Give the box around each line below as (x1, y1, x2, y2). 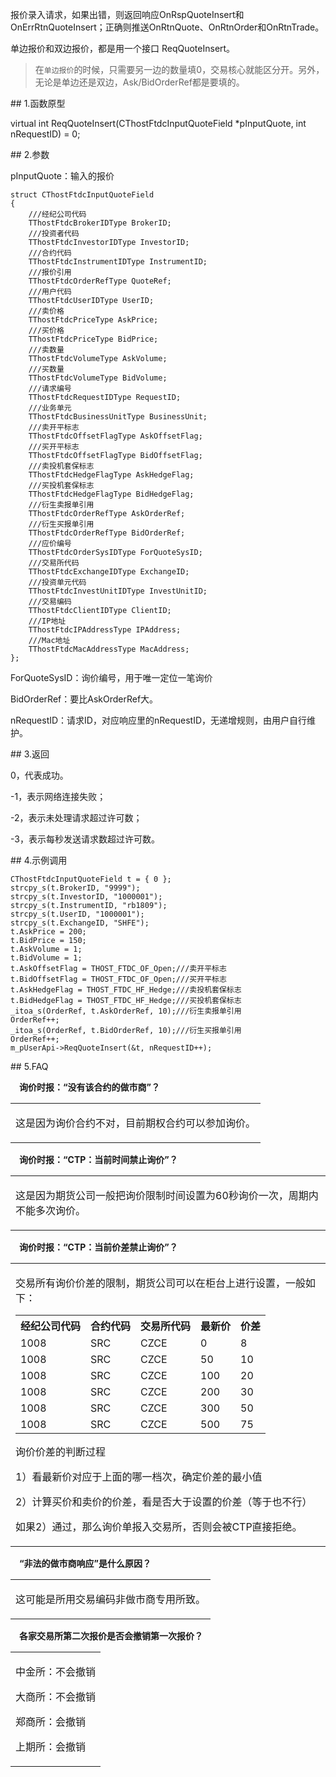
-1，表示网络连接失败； (10, 791, 107, 802)
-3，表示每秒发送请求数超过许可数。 (10, 833, 160, 845)
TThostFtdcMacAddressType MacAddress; (28, 644, 190, 654)
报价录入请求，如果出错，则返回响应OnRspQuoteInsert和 (10, 9, 245, 20)
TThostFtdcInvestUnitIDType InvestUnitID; (28, 586, 208, 596)
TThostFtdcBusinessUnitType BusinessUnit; (28, 412, 208, 422)
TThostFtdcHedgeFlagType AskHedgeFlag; (28, 470, 195, 480)
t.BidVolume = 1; (10, 953, 83, 963)
